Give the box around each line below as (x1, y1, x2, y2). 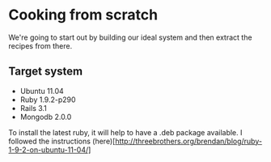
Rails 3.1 (19, 103, 47, 113)
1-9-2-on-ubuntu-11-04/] (8, 144, 91, 155)
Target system (8, 65, 83, 79)
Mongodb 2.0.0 (19, 112, 72, 122)
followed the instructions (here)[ (8, 136, 116, 146)
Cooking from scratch (8, 6, 159, 24)
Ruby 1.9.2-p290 (19, 95, 76, 104)
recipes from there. (8, 40, 73, 50)
